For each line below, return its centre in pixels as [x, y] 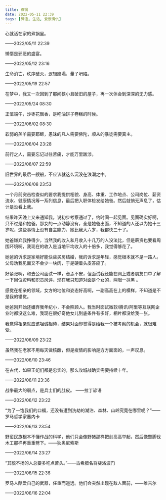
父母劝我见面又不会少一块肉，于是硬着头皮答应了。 [57, 263]
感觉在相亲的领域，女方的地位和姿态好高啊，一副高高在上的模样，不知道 [79, 291]
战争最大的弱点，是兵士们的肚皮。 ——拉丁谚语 [53, 390]
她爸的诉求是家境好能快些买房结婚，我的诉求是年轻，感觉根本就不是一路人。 [83, 257]
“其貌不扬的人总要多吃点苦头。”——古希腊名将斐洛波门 [60, 463]
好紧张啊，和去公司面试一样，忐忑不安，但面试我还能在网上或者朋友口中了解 [83, 274]
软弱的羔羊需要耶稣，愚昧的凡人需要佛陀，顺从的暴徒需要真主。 [70, 134]
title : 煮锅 [17, 10]
